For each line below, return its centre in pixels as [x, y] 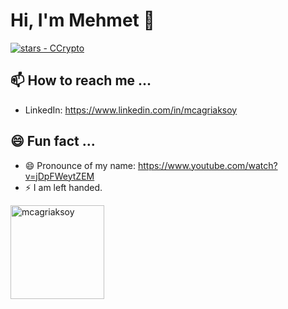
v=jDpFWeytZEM [59, 176]
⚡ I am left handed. [63, 187]
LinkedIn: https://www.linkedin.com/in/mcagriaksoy [131, 110]
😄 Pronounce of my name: [80, 165]
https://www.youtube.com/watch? [207, 165]
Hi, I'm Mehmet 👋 [82, 20]
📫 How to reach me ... [81, 80]
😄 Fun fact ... [53, 141]
